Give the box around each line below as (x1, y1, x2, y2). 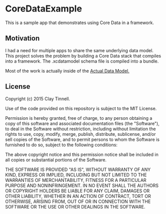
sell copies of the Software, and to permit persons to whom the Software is (5, 136, 160, 142)
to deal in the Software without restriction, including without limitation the (5, 126, 156, 132)
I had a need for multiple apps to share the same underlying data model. (5, 47, 154, 53)
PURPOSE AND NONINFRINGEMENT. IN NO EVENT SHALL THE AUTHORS (5, 182, 159, 188)
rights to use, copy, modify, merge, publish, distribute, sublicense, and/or (5, 131, 156, 137)
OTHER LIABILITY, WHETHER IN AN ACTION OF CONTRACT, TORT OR (5, 193, 151, 199)
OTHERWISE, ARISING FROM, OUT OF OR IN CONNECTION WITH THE (5, 198, 151, 204)
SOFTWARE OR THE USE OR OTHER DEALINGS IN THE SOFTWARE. (5, 203, 145, 209)
